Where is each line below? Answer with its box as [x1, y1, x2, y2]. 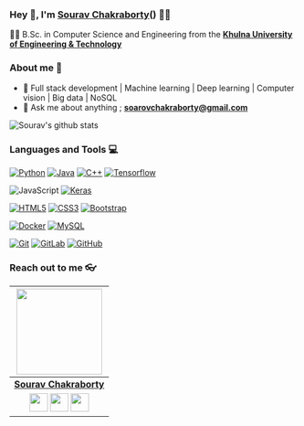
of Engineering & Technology [9, 38, 122, 49]
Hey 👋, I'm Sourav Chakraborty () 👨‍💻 [9, 8, 172, 21]
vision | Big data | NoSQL [22, 91, 118, 103]
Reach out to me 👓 [9, 261, 97, 273]
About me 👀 [9, 61, 62, 74]
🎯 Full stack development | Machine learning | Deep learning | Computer [22, 82, 295, 93]
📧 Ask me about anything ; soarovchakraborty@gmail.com [22, 101, 248, 112]
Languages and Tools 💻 [9, 143, 119, 155]
